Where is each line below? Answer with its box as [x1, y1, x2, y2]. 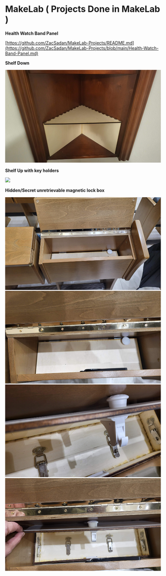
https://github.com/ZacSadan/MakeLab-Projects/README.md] [6, 40, 134, 45]
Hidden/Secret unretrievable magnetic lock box [5, 187, 105, 193]
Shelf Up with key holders [5, 167, 59, 174]
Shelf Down [5, 60, 30, 66]
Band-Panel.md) [5, 50, 39, 56]
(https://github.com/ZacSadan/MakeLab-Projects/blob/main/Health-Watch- [5, 45, 159, 51]
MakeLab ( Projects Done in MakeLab [5, 3, 161, 15]
